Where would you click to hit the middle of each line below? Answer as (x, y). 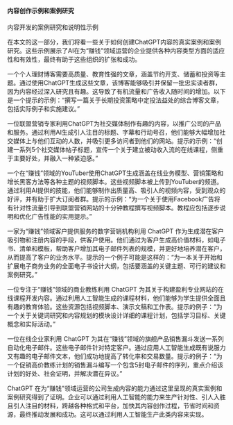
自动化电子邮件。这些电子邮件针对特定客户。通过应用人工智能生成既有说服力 (116, 348)
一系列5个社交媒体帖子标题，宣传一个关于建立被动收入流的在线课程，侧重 (118, 150)
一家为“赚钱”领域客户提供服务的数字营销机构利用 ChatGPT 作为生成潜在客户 (115, 231)
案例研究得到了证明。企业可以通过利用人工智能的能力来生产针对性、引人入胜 (116, 397)
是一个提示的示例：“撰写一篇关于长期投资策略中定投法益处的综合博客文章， (115, 100)
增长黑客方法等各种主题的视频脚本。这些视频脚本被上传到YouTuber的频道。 (115, 182)
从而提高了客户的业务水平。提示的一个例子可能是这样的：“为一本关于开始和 (115, 258)
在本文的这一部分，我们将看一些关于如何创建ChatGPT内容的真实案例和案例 (114, 42)
